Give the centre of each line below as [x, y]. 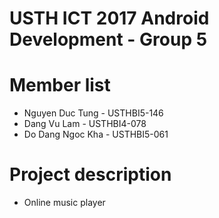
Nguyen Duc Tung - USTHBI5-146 [93, 113]
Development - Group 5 [108, 39]
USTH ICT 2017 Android [109, 18]
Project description [90, 174]
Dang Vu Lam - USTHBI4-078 [85, 124]
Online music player [64, 203]
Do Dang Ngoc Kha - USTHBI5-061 [96, 134]
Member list [60, 85]
